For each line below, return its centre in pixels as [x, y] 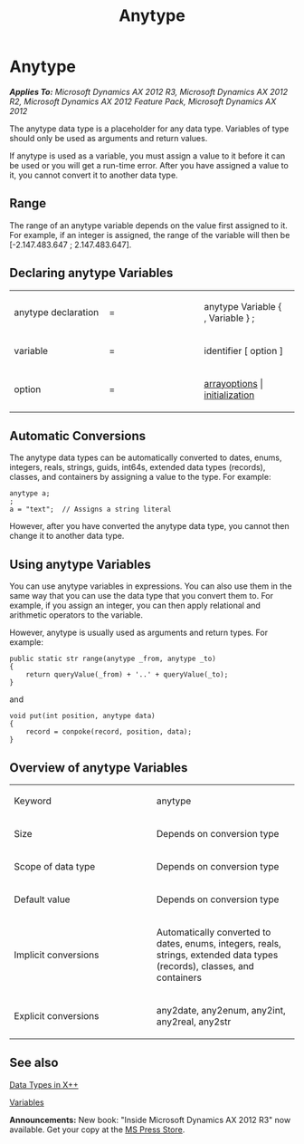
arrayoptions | [234, 383]
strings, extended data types [218, 955]
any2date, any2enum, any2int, [222, 1010]
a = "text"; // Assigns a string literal [90, 510]
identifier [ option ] [243, 351]
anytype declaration [57, 312]
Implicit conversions [57, 955]
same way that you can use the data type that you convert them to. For [142, 596]
